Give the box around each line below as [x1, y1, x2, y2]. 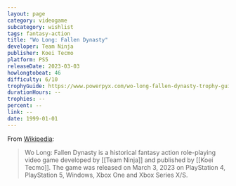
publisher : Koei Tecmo [7, 50, 74, 57]
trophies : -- [7, 96, 46, 103]
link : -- [7, 108, 33, 116]
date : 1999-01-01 [7, 115, 58, 122]
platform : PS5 [7, 56, 49, 63]
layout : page [7, 10, 46, 18]
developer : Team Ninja [7, 43, 74, 50]
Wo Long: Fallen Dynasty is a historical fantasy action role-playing [24, 148, 216, 156]
